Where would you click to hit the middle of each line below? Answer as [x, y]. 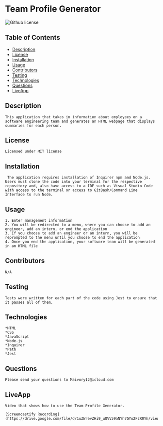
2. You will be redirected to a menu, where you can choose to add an [78, 225]
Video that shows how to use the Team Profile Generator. [65, 406]
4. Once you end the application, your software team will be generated [80, 242]
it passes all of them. [29, 302]
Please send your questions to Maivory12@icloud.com [59, 380]
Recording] [49, 414]
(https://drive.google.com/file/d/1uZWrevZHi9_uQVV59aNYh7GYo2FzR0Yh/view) [83, 419]
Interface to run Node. [29, 195]
